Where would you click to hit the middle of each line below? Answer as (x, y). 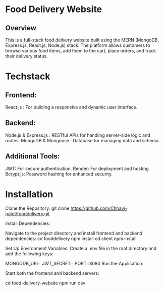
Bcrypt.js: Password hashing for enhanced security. (59, 174)
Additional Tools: (33, 157)
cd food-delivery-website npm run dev (45, 283)
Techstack (28, 76)
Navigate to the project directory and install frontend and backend (74, 233)
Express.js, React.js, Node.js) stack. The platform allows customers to (78, 45)
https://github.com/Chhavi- (99, 208)
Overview (21, 28)
